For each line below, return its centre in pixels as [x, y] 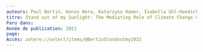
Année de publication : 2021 [42, 28]
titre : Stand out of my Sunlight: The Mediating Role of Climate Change [100, 17]
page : [13, 34]
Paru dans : [20, 23]
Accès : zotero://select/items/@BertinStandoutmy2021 [74, 39]
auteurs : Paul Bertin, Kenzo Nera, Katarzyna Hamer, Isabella [86, 12]
